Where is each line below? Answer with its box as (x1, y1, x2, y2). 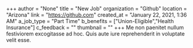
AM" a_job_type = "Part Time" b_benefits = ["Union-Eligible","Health (6, 18, 174, 24)
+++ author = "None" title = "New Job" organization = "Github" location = (6, 5, 188, 12)
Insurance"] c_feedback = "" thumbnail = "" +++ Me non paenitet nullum (6, 24, 184, 31)
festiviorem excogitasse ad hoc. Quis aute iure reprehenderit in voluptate (6, 30, 185, 37)
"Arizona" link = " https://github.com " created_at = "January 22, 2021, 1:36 (6, 11, 187, 18)
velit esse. (6, 37, 32, 43)
